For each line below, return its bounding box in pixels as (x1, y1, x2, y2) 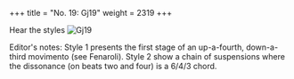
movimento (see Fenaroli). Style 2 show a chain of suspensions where (28, 51, 285, 61)
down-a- (246, 42, 279, 52)
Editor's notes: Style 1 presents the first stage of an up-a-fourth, (9, 42, 245, 52)
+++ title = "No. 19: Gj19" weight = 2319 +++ (9, 8, 173, 18)
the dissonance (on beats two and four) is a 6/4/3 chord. (9, 61, 217, 71)
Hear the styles (9, 25, 65, 35)
